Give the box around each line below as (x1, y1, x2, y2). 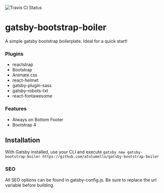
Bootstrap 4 (12, 122, 36, 128)
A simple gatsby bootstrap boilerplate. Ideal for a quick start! (5, 38, 128, 44)
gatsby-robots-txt (12, 88, 48, 94)
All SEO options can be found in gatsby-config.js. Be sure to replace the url (5, 177, 157, 183)
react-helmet (12, 77, 39, 83)
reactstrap (12, 62, 33, 67)
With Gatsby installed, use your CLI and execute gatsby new (5, 149, 125, 155)
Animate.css (12, 72, 38, 78)
